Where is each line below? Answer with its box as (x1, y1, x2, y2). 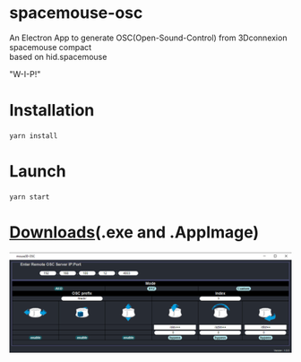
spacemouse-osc (9, 3, 143, 23)
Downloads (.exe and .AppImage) (9, 222, 260, 242)
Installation (9, 100, 95, 121)
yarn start (9, 192, 50, 202)
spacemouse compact (9, 41, 92, 52)
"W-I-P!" (9, 68, 41, 79)
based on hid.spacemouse (9, 51, 107, 62)
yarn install (9, 131, 58, 141)
